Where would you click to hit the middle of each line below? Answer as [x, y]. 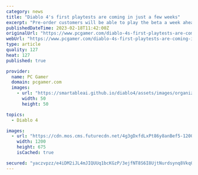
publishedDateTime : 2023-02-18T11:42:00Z [58, 28]
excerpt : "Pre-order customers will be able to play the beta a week [93, 22]
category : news [25, 11]
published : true [26, 60]
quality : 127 [22, 50]
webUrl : [16, 39]
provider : [18, 71]
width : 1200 [31, 142]
